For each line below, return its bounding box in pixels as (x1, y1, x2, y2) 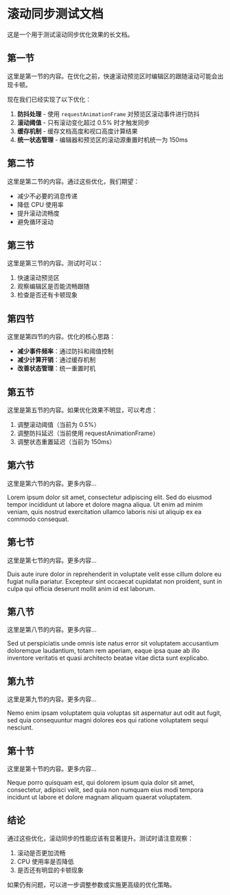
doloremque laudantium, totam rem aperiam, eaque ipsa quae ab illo (7, 647, 200, 655)
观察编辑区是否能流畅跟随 (16, 283, 90, 291)
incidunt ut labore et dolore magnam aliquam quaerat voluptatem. (7, 793, 192, 802)
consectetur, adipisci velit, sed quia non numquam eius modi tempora (7, 786, 204, 794)
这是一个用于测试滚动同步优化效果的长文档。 (7, 30, 134, 38)
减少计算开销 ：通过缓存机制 (16, 355, 96, 364)
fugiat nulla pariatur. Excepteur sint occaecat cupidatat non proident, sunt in (7, 577, 222, 585)
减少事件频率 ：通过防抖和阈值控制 (16, 347, 114, 355)
